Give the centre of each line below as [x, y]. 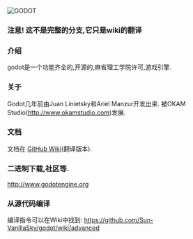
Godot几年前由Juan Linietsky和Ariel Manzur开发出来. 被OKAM [96, 103]
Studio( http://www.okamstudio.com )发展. [67, 113]
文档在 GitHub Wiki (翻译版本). [50, 149]
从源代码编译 [29, 204]
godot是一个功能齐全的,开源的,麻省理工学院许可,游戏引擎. [90, 67]
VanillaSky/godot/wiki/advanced [53, 228]
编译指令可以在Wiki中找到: [45, 220]
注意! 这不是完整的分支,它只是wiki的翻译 [75, 30]
